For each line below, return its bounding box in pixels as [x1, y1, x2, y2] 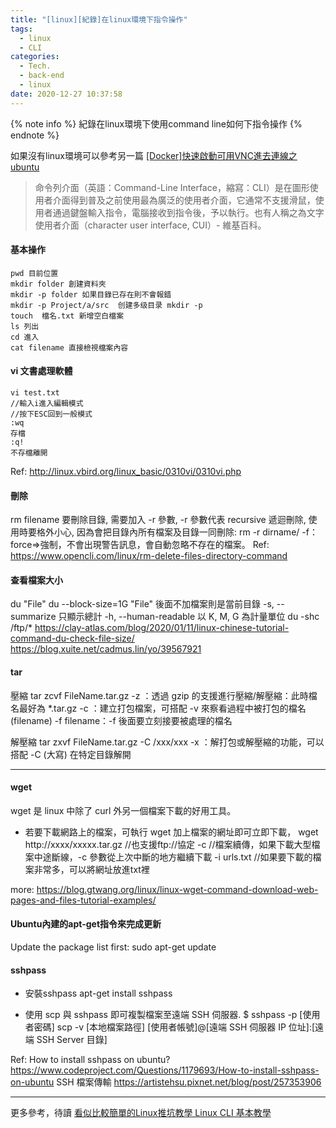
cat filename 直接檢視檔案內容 [10, 342, 129, 353]
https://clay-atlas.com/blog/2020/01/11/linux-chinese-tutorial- [34, 622, 290, 634]
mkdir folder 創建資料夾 [10, 279, 107, 289]
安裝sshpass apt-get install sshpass [24, 987, 173, 1000]
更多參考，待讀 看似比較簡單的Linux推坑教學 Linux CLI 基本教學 [10, 1107, 272, 1119]
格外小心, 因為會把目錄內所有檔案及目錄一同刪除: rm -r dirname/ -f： [36, 526, 318, 538]
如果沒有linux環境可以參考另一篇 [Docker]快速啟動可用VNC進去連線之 [10, 149, 298, 161]
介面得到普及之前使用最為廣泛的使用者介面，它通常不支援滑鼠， [52, 194, 316, 206]
